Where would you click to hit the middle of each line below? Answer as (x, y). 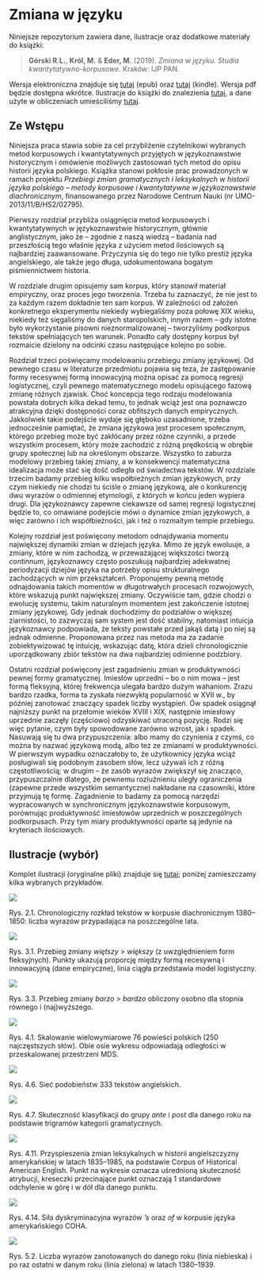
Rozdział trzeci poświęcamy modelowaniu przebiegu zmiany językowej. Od (131, 360)
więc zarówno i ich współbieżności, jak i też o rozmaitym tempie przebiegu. (132, 520)
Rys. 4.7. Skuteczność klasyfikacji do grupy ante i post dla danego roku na (130, 1114)
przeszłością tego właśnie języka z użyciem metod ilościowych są (117, 245)
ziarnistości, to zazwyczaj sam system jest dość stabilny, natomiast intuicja (131, 620)
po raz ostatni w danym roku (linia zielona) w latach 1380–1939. (112, 1264)
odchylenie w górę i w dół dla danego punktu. (84, 1187)
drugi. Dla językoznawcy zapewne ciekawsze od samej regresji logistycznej (132, 503)
